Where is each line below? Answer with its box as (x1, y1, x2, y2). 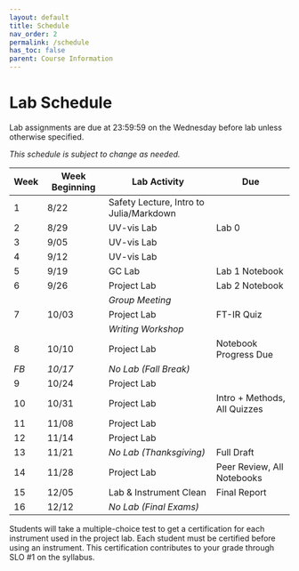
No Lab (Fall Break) (108, 362, 190, 374)
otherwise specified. (9, 131, 85, 142)
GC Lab (108, 264, 141, 277)
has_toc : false (9, 46, 66, 55)
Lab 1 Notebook (216, 264, 284, 277)
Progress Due (216, 348, 274, 360)
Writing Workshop (108, 322, 184, 334)
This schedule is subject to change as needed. (9, 149, 181, 159)
